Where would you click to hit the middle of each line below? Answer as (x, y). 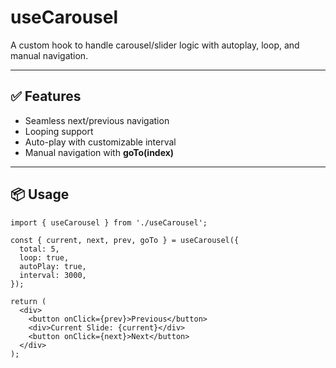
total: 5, (39, 249)
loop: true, (44, 257)
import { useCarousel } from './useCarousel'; (109, 222)
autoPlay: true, (53, 266)
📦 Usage (40, 194)
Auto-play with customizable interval (100, 142)
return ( (28, 301)
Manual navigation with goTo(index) (99, 152)
